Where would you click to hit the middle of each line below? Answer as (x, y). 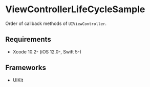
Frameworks (26, 68)
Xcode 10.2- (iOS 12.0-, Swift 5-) (47, 51)
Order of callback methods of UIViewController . (56, 23)
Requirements (28, 39)
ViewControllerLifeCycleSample (75, 9)
